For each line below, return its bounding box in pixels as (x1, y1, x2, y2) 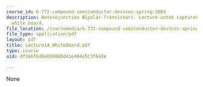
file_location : (6, 25, 45, 32)
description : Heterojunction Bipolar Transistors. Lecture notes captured (6, 14, 199, 20)
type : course (6, 48, 39, 54)
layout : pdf (6, 37, 36, 43)
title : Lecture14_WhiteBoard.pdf (6, 43, 91, 49)
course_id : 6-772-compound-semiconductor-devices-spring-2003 (6, 8, 166, 15)
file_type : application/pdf (6, 31, 77, 37)
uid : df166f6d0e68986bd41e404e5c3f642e (6, 53, 107, 59)
